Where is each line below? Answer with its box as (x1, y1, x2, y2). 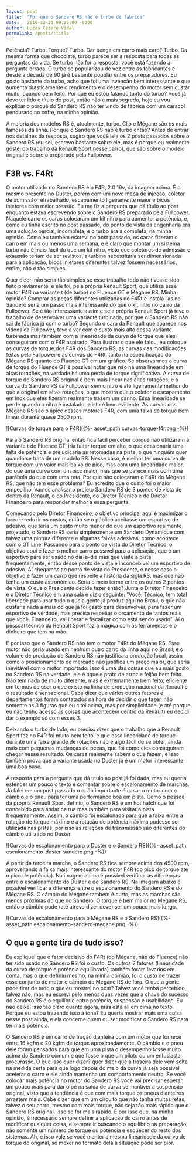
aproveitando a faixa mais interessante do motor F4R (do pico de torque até (6, 866, 188, 873)
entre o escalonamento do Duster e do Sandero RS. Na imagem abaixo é (6, 878, 181, 885)
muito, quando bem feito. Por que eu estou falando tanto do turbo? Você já (6, 90, 186, 97)
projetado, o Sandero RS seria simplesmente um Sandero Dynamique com (6, 528, 185, 536)
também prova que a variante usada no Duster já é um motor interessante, (6, 757, 185, 764)
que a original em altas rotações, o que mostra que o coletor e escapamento (6, 388, 190, 395)
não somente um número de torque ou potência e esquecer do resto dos (6, 1127, 181, 1134)
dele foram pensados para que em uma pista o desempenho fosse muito (6, 1045, 181, 1053)
